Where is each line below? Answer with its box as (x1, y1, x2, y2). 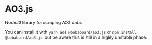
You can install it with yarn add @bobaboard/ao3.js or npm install (5, 29, 137, 35)
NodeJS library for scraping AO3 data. (5, 20, 82, 25)
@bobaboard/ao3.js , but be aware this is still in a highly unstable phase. (5, 34, 148, 40)
